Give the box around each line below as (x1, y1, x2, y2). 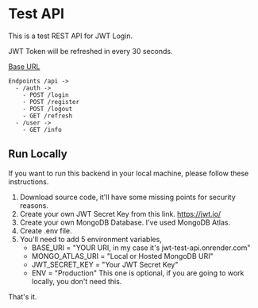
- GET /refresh (22, 112, 73, 120)
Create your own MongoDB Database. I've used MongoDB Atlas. (19, 218, 231, 227)
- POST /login (22, 90, 69, 99)
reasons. (19, 200, 49, 210)
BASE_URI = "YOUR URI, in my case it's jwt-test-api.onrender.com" (31, 243, 251, 252)
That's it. (8, 291, 37, 302)
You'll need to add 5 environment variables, (19, 234, 163, 244)
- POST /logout (22, 105, 73, 113)
